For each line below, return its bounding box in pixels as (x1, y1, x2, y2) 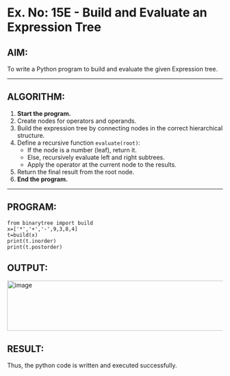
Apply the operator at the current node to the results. (27, 160, 177, 169)
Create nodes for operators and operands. (16, 117, 137, 125)
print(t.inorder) (7, 237, 57, 244)
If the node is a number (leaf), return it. (27, 145, 137, 154)
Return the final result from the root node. (16, 167, 135, 176)
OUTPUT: (7, 262, 48, 274)
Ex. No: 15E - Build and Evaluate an (7, 5, 207, 21)
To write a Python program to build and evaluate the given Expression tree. (7, 65, 218, 73)
